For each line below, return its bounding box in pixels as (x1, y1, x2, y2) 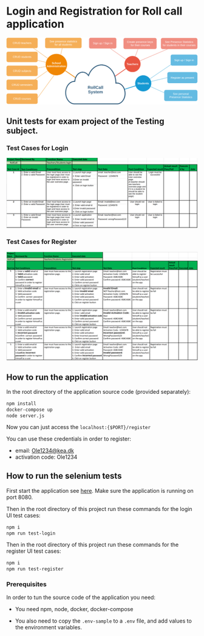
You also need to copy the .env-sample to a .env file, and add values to (15, 617, 192, 624)
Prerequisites (6, 580, 47, 588)
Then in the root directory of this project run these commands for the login (6, 505, 192, 512)
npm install (6, 401, 36, 407)
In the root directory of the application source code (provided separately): (6, 388, 191, 395)
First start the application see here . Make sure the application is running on (6, 487, 194, 494)
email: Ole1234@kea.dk (15, 447, 74, 454)
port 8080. (6, 493, 33, 501)
